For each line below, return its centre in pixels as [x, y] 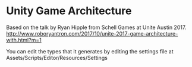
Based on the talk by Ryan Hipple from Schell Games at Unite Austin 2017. [96, 27]
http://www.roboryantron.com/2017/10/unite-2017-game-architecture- [92, 33]
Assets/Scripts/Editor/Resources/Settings [57, 58]
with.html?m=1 [24, 40]
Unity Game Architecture [69, 11]
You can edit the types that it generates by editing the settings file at [90, 51]
